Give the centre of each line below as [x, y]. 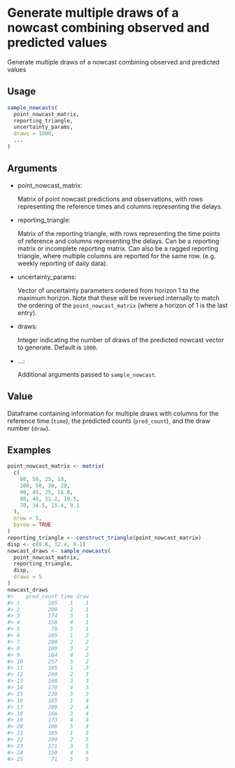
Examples [29, 450]
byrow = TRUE [33, 525]
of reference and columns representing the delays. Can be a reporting [118, 241]
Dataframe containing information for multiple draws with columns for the [113, 413]
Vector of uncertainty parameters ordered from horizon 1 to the [108, 290]
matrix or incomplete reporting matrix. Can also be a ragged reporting [118, 248]
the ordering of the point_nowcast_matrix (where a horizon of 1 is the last [122, 305]
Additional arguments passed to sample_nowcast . [87, 374]
